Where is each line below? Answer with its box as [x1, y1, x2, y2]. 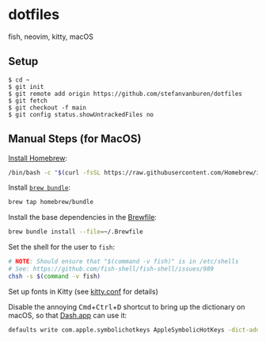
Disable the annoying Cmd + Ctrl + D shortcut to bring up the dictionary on [8, 302, 245, 311]
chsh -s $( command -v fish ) [8, 272, 101, 280]
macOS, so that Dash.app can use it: [8, 310, 127, 320]
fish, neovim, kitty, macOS [8, 32, 93, 41]
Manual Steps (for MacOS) [8, 133, 142, 146]
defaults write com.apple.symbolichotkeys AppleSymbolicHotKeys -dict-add [8, 325, 260, 334]
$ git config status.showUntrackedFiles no [8, 110, 154, 118]
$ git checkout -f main [8, 103, 87, 112]
